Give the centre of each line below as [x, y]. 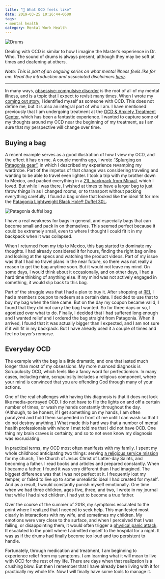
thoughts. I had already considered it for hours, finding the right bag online [81, 251]
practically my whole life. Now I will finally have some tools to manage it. [78, 571]
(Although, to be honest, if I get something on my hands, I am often [73, 412]
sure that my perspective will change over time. [53, 127]
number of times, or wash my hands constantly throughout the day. [73, 407]
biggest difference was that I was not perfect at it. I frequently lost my [76, 474]
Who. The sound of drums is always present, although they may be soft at [80, 57]
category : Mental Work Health [36, 28]
